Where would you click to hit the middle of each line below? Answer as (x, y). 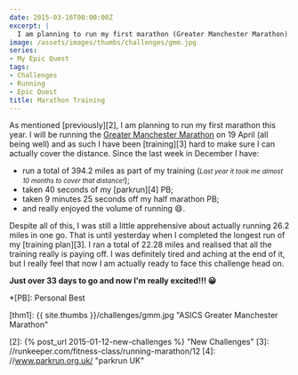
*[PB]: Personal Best (48, 298)
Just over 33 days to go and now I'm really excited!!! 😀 (113, 281)
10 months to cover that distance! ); (76, 180)
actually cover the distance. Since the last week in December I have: (134, 154)
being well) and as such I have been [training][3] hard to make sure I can (142, 144)
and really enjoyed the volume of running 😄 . (103, 209)
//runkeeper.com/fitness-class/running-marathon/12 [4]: (113, 351)
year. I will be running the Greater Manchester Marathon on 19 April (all (139, 135)
